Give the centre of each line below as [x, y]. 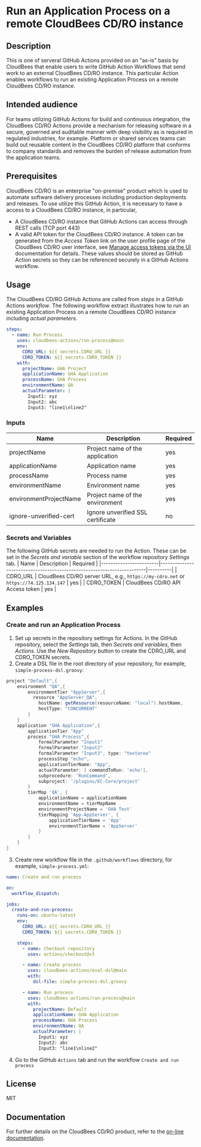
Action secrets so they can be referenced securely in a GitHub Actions [101, 260]
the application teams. [33, 157]
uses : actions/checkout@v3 [61, 954]
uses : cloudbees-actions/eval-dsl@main [77, 971]
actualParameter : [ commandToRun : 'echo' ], [93, 770]
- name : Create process [52, 965]
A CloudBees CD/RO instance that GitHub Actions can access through [101, 221]
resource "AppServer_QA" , [65, 698]
